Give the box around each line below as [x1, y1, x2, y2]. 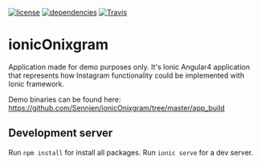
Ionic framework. [8, 78, 65, 88]
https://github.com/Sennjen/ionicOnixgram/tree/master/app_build [8, 103, 225, 112]
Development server [8, 127, 113, 140]
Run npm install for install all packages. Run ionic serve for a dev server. [8, 147, 254, 157]
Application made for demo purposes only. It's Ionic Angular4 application [8, 62, 251, 71]
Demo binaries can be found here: [8, 95, 122, 104]
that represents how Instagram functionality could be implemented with [8, 70, 245, 80]
